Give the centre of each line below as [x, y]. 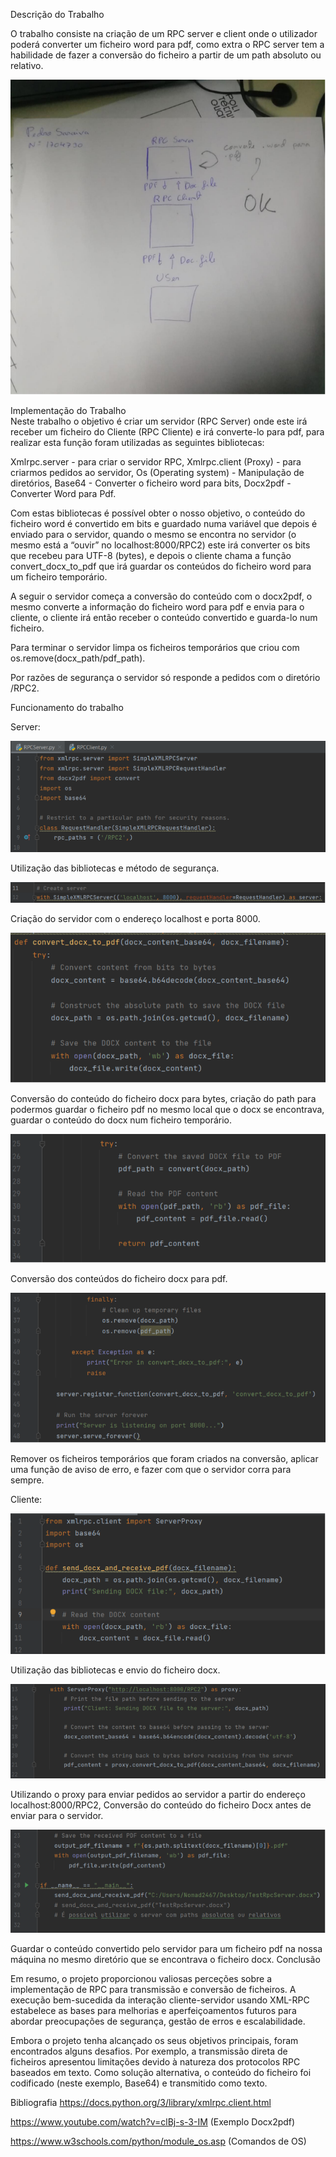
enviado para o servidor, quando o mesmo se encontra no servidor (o [153, 534]
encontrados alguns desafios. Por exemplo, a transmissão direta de [149, 2051]
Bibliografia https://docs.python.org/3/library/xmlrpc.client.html [141, 2102]
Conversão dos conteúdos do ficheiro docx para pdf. [119, 1279]
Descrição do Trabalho [57, 14]
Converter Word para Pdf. [63, 493]
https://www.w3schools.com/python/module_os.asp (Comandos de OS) [158, 2141]
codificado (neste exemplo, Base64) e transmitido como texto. [139, 2083]
